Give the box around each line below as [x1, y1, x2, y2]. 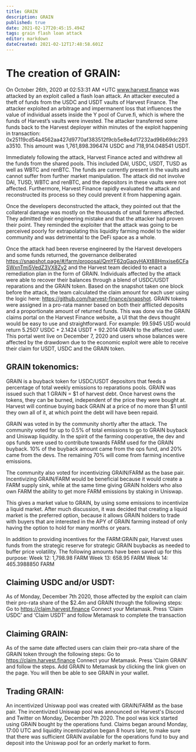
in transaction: [6, 130, 41, 137]
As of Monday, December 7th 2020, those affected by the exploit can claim [6, 593, 187, 600]
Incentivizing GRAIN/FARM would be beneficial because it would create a [6, 475, 183, 482]
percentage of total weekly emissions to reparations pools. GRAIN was [6, 384, 176, 391]
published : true [6, 19, 46, 25]
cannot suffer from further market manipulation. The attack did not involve [6, 172, 185, 179]
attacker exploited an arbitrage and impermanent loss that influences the [6, 105, 181, 112]
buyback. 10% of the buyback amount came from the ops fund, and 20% [6, 445, 183, 452]
